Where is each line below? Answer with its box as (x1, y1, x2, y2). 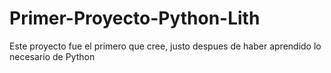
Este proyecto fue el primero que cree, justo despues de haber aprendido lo (9, 40, 322, 52)
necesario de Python (9, 50, 96, 62)
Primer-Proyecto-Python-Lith (9, 7, 261, 30)
